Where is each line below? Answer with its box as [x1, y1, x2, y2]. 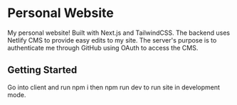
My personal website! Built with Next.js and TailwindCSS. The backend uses [7, 28, 230, 37]
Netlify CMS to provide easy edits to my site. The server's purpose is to [7, 35, 217, 44]
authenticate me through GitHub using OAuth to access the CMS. [7, 43, 199, 52]
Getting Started [7, 64, 78, 76]
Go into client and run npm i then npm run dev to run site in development [7, 83, 221, 92]
